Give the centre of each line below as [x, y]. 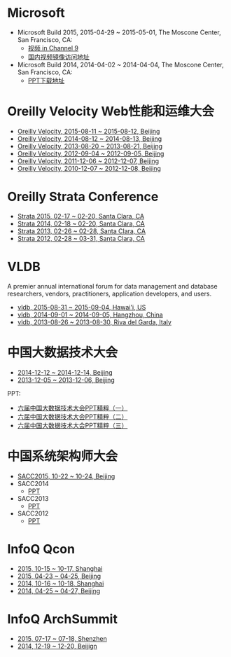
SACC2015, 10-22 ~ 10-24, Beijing [66, 476]
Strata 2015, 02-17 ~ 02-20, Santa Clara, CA [81, 216]
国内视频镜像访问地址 [58, 57]
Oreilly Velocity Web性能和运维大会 [111, 112]
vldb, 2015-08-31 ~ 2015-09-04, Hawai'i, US [82, 307]
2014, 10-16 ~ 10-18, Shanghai [61, 583]
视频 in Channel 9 [53, 48]
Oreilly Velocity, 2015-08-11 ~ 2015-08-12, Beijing [89, 131]
